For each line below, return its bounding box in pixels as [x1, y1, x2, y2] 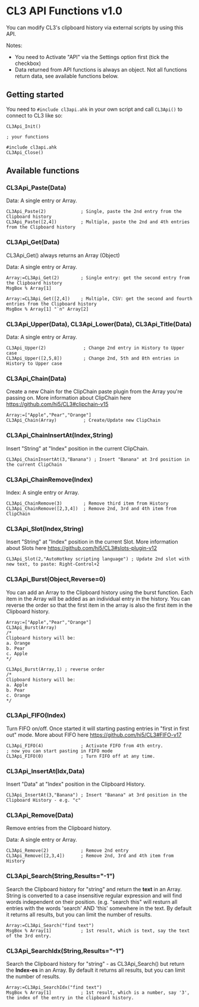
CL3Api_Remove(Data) [6, 811, 74, 820]
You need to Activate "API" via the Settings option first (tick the [14, 53, 169, 60]
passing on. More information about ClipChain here [6, 394, 132, 401]
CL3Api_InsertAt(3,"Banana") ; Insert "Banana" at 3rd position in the [6, 792, 187, 798]
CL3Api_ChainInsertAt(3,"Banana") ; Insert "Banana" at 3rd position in [6, 456, 190, 462]
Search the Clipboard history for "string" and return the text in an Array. [6, 885, 182, 892]
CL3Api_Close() [6, 149, 44, 156]
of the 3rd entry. [6, 932, 52, 939]
